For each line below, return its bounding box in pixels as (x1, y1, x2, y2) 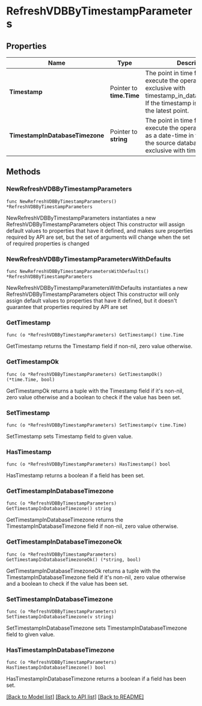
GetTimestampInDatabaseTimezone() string (6, 506, 112, 512)
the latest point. (145, 106, 189, 115)
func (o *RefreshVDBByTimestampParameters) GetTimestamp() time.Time (6, 332, 185, 338)
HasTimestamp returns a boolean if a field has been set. (6, 472, 145, 479)
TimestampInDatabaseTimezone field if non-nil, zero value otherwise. (6, 523, 179, 530)
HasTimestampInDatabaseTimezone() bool (6, 665, 106, 671)
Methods (6, 167, 41, 177)
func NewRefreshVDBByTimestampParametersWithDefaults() (6, 268, 149, 274)
